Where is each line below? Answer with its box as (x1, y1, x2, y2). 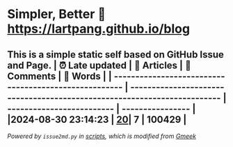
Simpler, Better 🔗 (7, 6, 106, 22)
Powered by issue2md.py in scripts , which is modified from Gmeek (7, 132, 197, 140)
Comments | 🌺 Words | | (7, 70, 113, 82)
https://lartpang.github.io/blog (7, 21, 190, 37)
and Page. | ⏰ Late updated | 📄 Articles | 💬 (7, 59, 191, 71)
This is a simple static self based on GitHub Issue (7, 49, 225, 60)
